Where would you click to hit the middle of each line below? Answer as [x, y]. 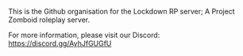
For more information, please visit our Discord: [84, 35]
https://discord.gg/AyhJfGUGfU [60, 43]
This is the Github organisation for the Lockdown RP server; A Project [122, 11]
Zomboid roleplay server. [49, 20]
